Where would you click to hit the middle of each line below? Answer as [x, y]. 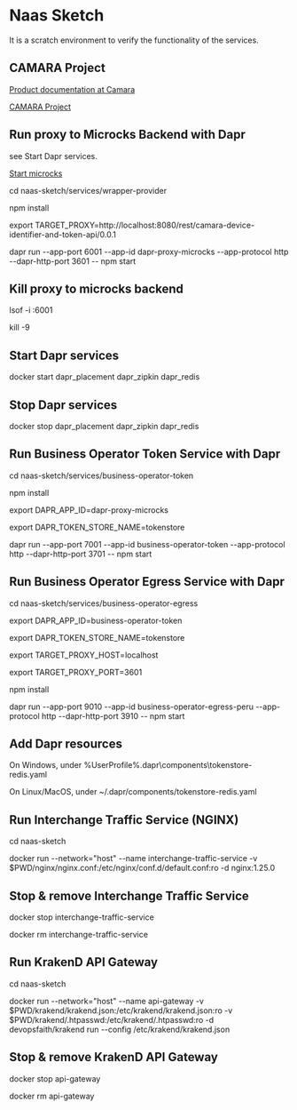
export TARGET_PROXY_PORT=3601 [76, 672]
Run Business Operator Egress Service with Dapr [147, 582]
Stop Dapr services [63, 405]
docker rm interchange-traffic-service [79, 935]
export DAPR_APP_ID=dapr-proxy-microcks [89, 510]
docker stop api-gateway [55, 1078]
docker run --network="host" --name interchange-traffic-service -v [133, 858]
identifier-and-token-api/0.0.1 [63, 234]
